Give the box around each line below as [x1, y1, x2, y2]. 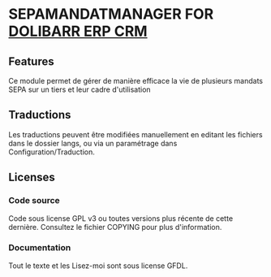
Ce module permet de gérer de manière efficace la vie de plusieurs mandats [8, 76, 264, 85]
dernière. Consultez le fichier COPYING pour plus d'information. [8, 222, 222, 232]
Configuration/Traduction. [8, 147, 96, 157]
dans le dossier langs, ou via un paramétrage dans [8, 138, 178, 148]
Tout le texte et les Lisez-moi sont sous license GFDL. [8, 261, 188, 271]
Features [8, 54, 54, 68]
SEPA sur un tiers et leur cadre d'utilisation [8, 84, 152, 94]
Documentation [8, 242, 71, 253]
